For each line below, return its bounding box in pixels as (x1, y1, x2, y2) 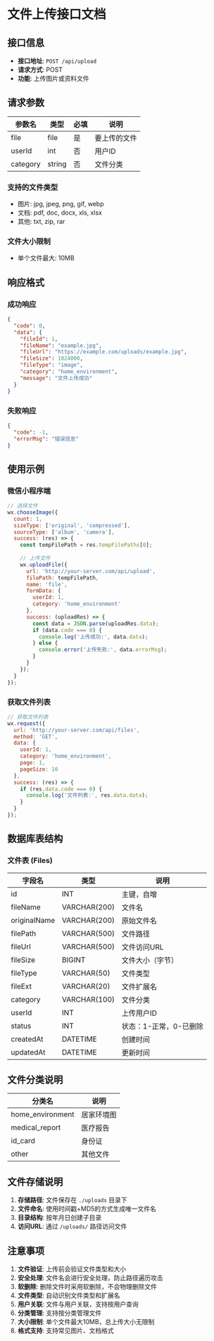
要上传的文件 (94, 133, 137, 143)
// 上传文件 (20, 555, 51, 562)
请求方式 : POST (17, 65, 63, 74)
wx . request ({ (7, 719, 46, 727)
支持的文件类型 (7, 182, 58, 192)
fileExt (11, 981, 32, 991)
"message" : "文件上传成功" (20, 374, 93, 382)
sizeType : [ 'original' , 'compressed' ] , (13, 522, 131, 529)
